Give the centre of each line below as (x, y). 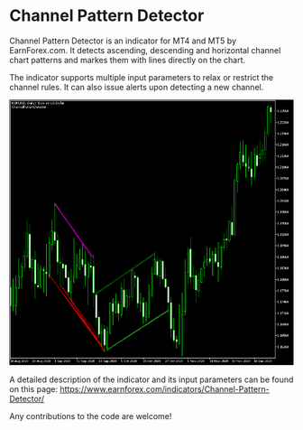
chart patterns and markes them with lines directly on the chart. (128, 60)
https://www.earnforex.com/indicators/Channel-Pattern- (165, 389)
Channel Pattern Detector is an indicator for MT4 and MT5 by (123, 41)
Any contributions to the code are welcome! (91, 416)
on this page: (34, 389)
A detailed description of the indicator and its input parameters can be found (151, 379)
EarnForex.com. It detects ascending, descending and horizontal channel (145, 50)
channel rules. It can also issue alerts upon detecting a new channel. (137, 87)
